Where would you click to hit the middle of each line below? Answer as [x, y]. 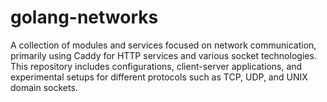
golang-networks [84, 17]
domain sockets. [44, 87]
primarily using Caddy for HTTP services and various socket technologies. [163, 55]
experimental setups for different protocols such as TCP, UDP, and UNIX [159, 77]
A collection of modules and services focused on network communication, [163, 45]
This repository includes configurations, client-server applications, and [156, 66]
